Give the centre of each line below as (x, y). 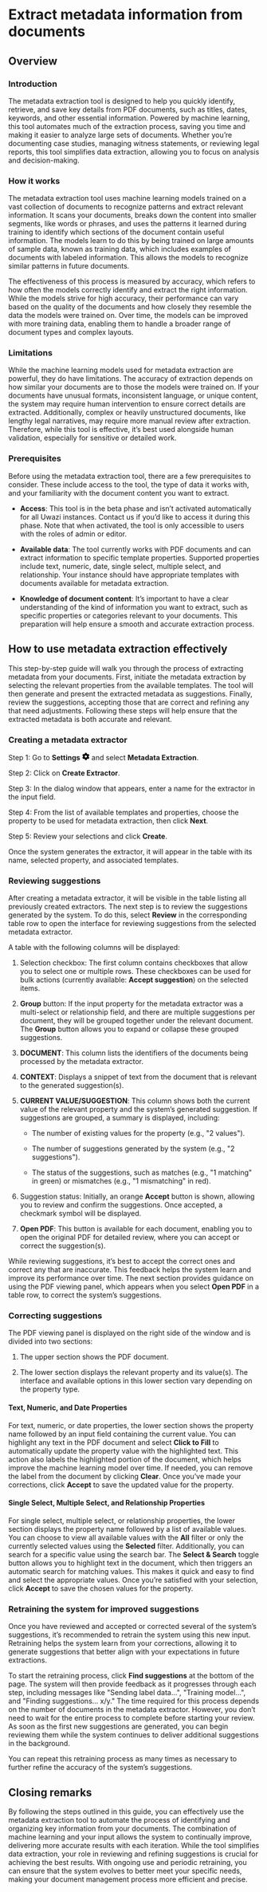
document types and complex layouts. (71, 332)
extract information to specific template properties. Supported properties (139, 557)
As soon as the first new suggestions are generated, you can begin (118, 1726)
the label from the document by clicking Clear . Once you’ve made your (125, 1476)
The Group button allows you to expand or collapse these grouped (129, 1029)
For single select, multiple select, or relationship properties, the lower (122, 1521)
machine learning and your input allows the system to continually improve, (130, 1837)
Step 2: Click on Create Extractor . (64, 773)
